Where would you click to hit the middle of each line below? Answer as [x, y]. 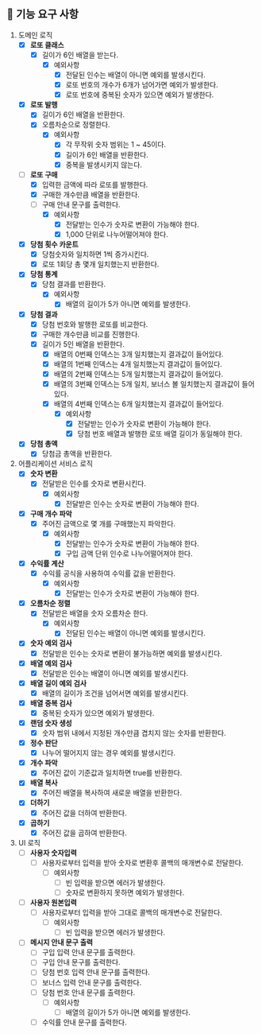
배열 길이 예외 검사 [58, 683]
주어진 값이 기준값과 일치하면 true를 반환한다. [112, 773]
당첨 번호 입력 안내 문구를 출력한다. [96, 972]
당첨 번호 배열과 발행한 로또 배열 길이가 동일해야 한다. [160, 434]
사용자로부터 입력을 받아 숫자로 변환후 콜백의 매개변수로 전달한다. [143, 862]
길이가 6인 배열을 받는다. [80, 55]
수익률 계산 [47, 563]
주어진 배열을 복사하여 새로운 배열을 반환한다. [112, 793]
